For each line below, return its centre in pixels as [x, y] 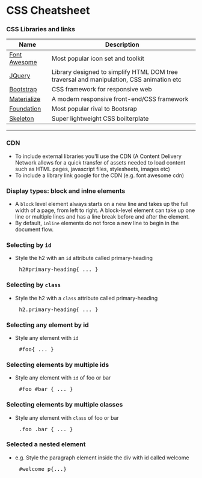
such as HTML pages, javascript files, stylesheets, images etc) [92, 169]
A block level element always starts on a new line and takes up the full [102, 204]
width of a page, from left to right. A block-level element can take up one [105, 210]
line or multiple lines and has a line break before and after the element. [102, 217]
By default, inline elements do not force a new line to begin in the [97, 223]
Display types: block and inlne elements [66, 191]
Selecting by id [29, 245]
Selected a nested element [46, 444]
